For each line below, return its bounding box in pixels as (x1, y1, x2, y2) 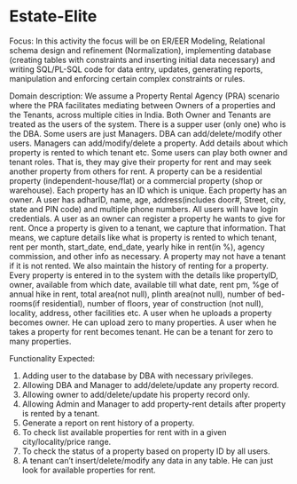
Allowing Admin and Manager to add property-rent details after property (21, 398, 286, 409)
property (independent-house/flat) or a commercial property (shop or (9, 175, 263, 186)
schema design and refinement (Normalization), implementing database (9, 44, 272, 55)
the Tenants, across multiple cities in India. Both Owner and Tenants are (9, 109, 271, 120)
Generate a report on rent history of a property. (21, 417, 195, 428)
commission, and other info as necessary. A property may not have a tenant (9, 250, 286, 261)
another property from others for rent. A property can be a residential (9, 166, 263, 177)
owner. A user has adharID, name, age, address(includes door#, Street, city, (9, 194, 286, 205)
